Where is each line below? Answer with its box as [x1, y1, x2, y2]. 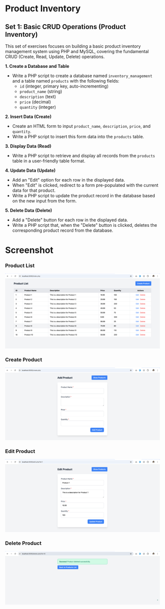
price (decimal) [19, 99, 52, 105]
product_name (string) [19, 89, 62, 94]
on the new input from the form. [12, 198, 77, 204]
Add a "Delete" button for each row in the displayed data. [12, 217, 129, 223]
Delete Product [5, 540, 42, 547]
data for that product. [12, 187, 55, 193]
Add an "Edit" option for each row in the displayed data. [12, 177, 125, 183]
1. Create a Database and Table [5, 63, 70, 69]
